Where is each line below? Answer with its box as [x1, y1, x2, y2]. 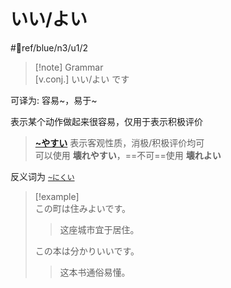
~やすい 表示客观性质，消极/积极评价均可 [34, 136, 205, 149]
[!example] [34, 190, 80, 202]
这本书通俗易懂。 [59, 266, 131, 278]
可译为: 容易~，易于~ [10, 94, 98, 106]
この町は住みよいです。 [34, 202, 131, 214]
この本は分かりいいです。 [34, 245, 140, 257]
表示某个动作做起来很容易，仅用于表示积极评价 [10, 115, 203, 127]
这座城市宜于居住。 [59, 223, 140, 235]
